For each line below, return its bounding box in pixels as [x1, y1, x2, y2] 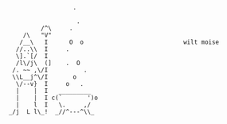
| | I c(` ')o [15, 94, 99, 102]
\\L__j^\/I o [12, 73, 77, 81]
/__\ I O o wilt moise [19, 38, 220, 46]
